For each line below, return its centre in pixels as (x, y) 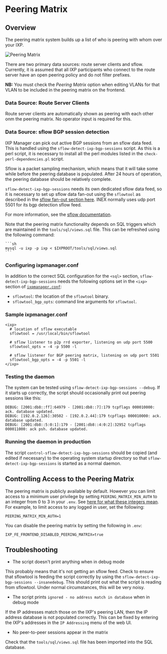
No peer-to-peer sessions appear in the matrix (60, 633)
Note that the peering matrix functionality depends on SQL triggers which (81, 224)
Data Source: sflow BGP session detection (57, 132)
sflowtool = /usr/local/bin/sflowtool (50, 334)
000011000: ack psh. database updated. (47, 429)
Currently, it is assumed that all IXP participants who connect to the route (80, 69)
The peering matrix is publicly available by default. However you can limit (80, 491)
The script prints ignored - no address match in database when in (81, 597)
